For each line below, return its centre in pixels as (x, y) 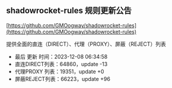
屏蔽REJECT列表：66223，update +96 (63, 78)
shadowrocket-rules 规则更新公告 (69, 11)
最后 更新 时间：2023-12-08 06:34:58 (61, 56)
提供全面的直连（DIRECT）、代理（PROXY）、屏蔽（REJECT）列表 (86, 44)
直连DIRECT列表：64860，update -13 (61, 64)
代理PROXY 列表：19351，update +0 (59, 71)
